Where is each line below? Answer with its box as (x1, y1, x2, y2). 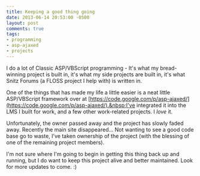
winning (6, 70, 26, 78)
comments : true (6, 25, 44, 32)
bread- (159, 64, 177, 71)
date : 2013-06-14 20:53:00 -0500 (6, 14, 90, 20)
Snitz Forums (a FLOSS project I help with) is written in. (6, 77, 143, 84)
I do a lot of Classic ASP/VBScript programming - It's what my (6, 64, 159, 71)
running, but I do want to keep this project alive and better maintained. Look (6, 157, 193, 164)
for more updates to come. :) (6, 163, 77, 170)
